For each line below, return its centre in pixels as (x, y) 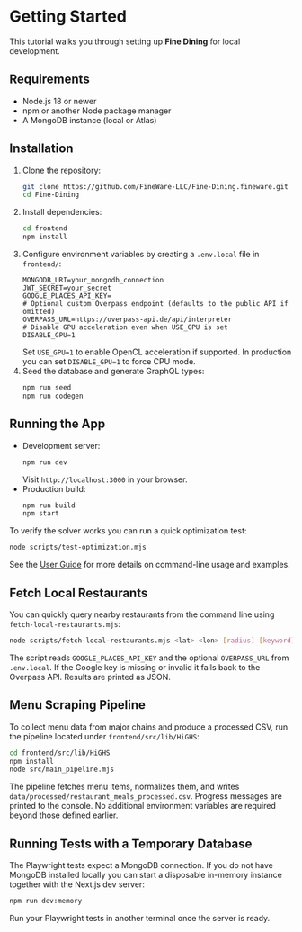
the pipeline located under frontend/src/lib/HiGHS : (104, 736)
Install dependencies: (62, 212)
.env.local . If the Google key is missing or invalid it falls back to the (135, 667)
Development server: (61, 445)
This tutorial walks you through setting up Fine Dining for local (125, 41)
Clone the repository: (62, 170)
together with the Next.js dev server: (77, 884)
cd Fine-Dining (51, 195)
